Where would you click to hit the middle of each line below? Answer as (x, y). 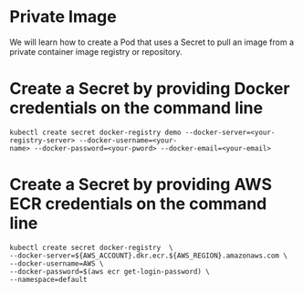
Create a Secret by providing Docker (150, 89)
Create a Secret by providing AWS (141, 185)
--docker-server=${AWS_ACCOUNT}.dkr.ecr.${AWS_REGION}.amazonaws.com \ (148, 256)
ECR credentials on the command (138, 204)
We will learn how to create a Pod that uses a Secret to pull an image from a (152, 42)
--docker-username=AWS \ (57, 263)
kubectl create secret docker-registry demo (95, 132)
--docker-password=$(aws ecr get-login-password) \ (110, 271)
